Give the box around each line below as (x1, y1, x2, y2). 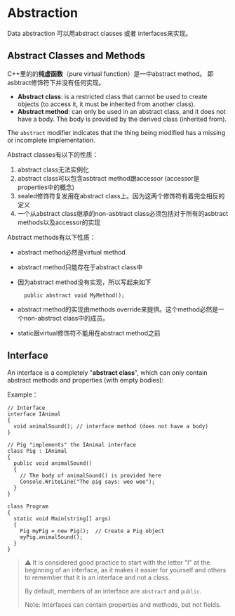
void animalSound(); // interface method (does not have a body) (13, 423, 209, 430)
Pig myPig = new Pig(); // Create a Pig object (20, 527, 165, 534)
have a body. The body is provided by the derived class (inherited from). (17, 115, 227, 123)
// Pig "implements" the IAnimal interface (7, 441, 137, 448)
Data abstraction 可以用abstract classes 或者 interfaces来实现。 (7, 29, 192, 37)
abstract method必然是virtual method (17, 248, 126, 256)
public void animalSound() (13, 459, 93, 467)
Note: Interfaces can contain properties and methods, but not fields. (24, 600, 222, 609)
